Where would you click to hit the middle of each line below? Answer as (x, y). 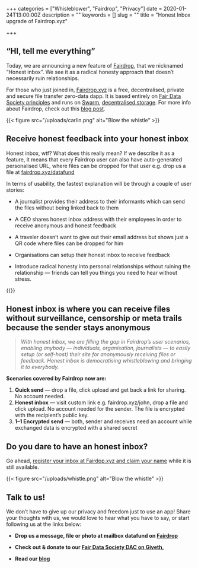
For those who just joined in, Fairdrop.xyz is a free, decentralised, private (95, 90)
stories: (15, 190)
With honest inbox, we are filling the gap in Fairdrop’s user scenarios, (106, 342)
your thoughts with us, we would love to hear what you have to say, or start (98, 518)
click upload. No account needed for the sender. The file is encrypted (100, 409)
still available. (23, 467)
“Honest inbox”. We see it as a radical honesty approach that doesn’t (90, 72)
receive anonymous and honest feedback (66, 226)
